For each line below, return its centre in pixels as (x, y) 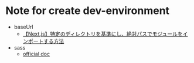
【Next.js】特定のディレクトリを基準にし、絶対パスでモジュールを (103, 34)
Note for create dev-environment (88, 11)
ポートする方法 (46, 41)
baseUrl (23, 27)
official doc (36, 54)
